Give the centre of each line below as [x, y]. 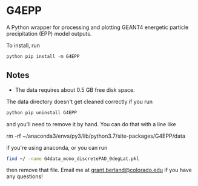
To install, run [23, 45]
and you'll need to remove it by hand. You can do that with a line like [91, 124]
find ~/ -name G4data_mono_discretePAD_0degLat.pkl [73, 159]
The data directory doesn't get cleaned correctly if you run [80, 101]
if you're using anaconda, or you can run [57, 147]
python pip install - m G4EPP [43, 56]
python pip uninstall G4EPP [42, 112]
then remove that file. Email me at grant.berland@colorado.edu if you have [99, 170]
